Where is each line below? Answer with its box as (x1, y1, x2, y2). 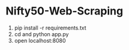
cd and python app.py (14, 30, 69, 37)
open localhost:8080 (14, 37, 66, 44)
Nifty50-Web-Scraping (5, 4, 124, 18)
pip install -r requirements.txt (14, 24, 86, 31)
